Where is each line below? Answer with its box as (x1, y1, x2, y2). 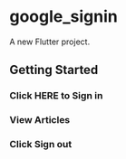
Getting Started (9, 62, 99, 78)
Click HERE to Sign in (9, 89, 103, 102)
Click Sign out (9, 138, 73, 151)
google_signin (9, 6, 118, 27)
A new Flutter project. (9, 36, 91, 47)
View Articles (9, 114, 71, 126)
